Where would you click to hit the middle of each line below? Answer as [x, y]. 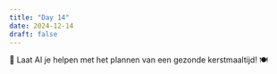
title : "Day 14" [39, 17]
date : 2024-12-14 [42, 26]
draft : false [34, 34]
